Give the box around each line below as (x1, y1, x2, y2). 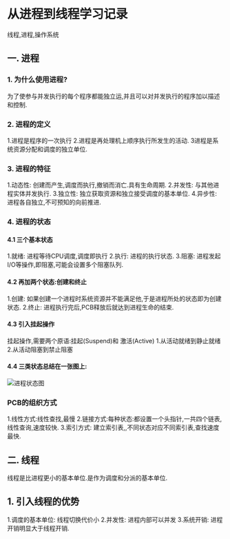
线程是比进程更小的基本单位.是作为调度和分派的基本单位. (7, 474, 168, 482)
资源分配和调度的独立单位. (12, 145, 88, 153)
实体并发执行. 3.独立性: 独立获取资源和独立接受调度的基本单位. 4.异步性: (12, 190, 217, 198)
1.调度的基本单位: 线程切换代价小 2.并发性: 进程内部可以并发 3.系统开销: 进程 (7, 515, 223, 524)
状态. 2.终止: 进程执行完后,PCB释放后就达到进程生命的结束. (7, 303, 174, 311)
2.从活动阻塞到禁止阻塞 (7, 345, 74, 354)
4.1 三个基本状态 (7, 235, 53, 243)
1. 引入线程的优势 (7, 496, 80, 507)
